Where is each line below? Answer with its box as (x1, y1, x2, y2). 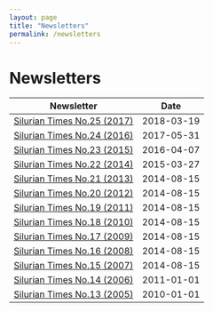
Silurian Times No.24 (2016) (13, 130, 134, 142)
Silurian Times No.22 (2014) (13, 158, 134, 171)
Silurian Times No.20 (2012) (13, 188, 134, 200)
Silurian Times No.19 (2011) (13, 202, 134, 214)
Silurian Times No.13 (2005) (13, 288, 134, 300)
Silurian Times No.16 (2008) (13, 245, 134, 258)
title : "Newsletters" (9, 21, 90, 30)
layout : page (9, 12, 58, 22)
